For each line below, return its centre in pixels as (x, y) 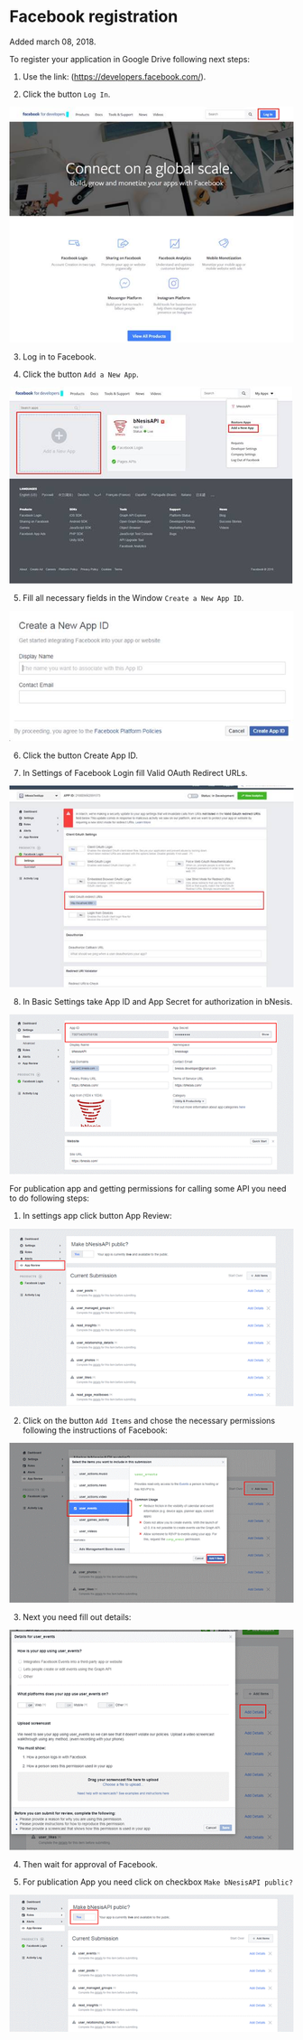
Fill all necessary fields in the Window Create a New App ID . (133, 597)
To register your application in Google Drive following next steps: (130, 59)
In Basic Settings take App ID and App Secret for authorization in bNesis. (157, 1001)
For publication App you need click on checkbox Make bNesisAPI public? (157, 1882)
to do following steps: (50, 1198)
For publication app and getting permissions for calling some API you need (148, 1188)
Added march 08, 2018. (53, 42)
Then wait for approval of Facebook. (90, 1865)
